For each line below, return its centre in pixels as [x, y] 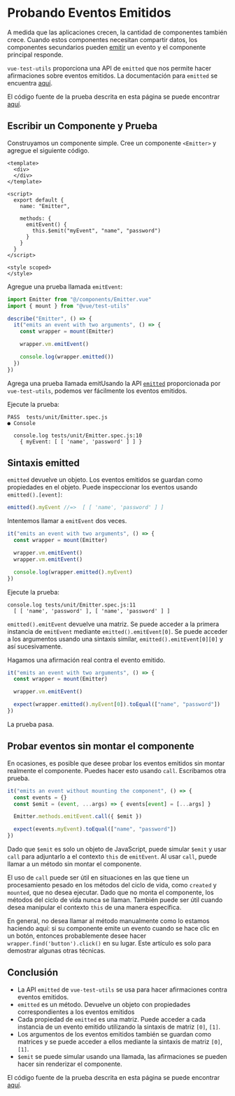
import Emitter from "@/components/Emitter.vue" [79, 299]
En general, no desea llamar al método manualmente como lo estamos [108, 921]
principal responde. [35, 55]
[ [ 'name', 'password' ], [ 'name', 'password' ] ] [92, 611]
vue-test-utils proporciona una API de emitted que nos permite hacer [109, 68]
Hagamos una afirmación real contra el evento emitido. [86, 660]
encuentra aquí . [30, 83]
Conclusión [33, 972]
